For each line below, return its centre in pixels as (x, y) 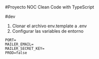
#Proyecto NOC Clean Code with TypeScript (49, 7)
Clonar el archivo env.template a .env (49, 26)
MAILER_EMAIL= (20, 44)
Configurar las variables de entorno (48, 31)
